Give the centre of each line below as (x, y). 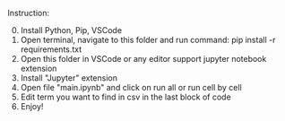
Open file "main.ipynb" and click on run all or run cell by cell (131, 87)
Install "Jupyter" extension (69, 78)
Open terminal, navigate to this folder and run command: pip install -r (148, 40)
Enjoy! (32, 106)
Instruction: (29, 13)
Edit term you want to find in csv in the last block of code (125, 97)
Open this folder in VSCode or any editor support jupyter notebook (143, 59)
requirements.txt (51, 49)
